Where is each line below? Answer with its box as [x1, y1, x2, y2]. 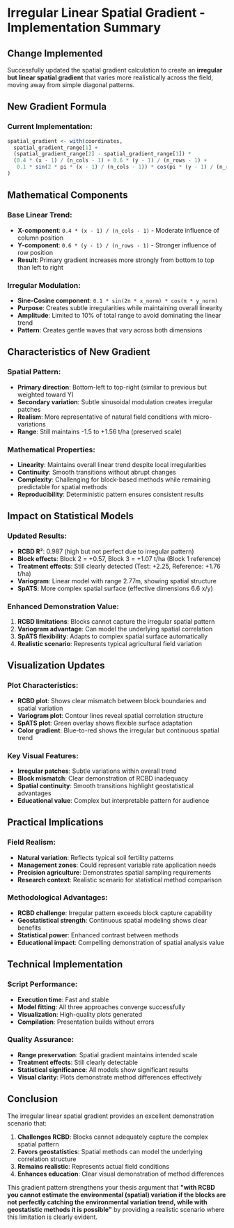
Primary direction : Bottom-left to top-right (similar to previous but [17, 383, 207, 391]
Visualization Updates [7, 660, 106, 672]
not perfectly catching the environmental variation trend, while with [7, 1197, 208, 1206]
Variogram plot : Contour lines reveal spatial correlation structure [17, 711, 203, 719]
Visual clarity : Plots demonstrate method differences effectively [17, 1073, 202, 1081]
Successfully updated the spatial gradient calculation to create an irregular [7, 66, 223, 74]
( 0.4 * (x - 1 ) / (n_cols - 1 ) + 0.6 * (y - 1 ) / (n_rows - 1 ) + [13, 157, 208, 164]
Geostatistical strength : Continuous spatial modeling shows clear [17, 916, 208, 924]
